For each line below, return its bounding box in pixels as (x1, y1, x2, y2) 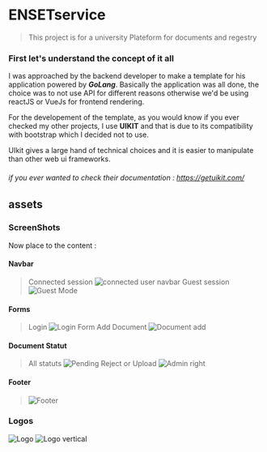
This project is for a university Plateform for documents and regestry (28, 32, 257, 42)
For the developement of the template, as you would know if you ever (8, 113, 240, 122)
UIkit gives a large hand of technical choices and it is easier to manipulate (8, 146, 254, 156)
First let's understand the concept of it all (8, 53, 174, 64)
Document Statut (8, 340, 67, 350)
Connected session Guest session (28, 277, 230, 287)
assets (8, 198, 43, 211)
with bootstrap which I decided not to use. (8, 130, 150, 139)
